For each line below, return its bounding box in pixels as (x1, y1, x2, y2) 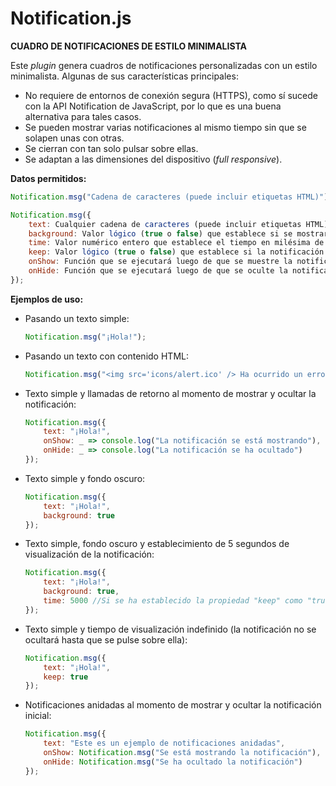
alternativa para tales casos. (24, 110, 142, 122)
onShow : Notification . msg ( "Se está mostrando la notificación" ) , (43, 748, 322, 758)
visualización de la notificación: (24, 548, 155, 561)
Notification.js (10, 7, 132, 30)
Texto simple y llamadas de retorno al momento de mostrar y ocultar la (24, 387, 317, 399)
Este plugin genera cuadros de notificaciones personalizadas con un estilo (10, 59, 318, 71)
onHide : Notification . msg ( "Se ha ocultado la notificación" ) (43, 757, 303, 767)
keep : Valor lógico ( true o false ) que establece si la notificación (28, 247, 325, 257)
